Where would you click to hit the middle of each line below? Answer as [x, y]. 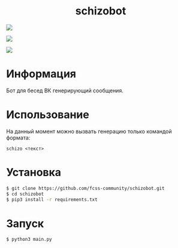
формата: [18, 137]
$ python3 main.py [29, 240]
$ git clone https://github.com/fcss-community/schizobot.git [85, 188]
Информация [41, 74]
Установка [34, 173]
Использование [48, 115]
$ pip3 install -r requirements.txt [52, 199]
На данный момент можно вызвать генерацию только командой [89, 131]
